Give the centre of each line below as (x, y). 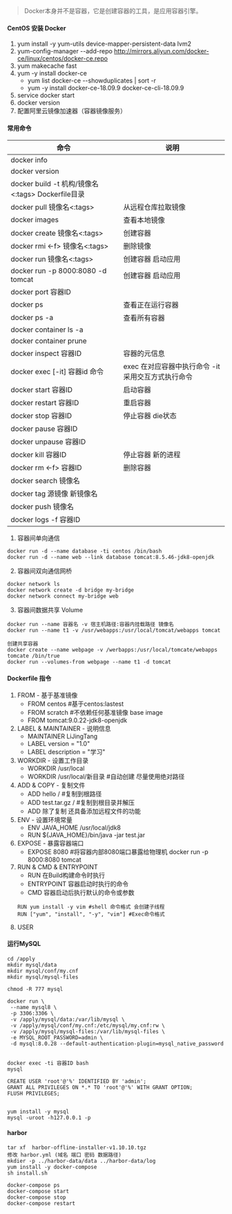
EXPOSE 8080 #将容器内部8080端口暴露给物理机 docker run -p (118, 852)
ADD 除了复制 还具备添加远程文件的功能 (84, 811)
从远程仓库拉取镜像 (155, 207)
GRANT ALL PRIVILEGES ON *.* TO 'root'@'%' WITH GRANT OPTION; (100, 1087)
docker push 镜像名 (42, 507)
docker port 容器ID (41, 292)
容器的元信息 (144, 354)
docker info (29, 160)
